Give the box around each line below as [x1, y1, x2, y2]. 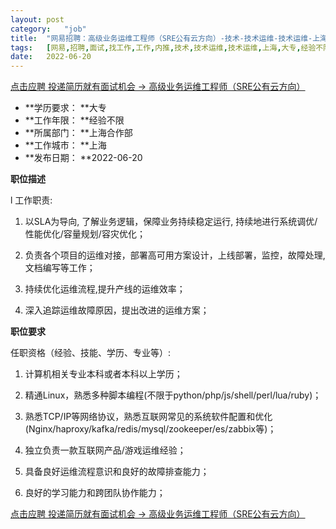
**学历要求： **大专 [24, 102, 107, 114]
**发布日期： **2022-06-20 [24, 152, 143, 164]
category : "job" [10, 24, 87, 34]
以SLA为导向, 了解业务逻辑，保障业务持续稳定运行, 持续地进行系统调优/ [24, 216, 318, 228]
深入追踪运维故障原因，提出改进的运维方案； [24, 304, 210, 316]
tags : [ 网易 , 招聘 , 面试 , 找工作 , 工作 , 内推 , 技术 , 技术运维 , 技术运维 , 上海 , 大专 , [10, 42, 302, 53]
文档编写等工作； [24, 262, 96, 274]
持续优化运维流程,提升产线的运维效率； [24, 283, 186, 295]
